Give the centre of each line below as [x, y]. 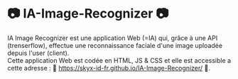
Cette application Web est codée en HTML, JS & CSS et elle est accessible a [119, 60]
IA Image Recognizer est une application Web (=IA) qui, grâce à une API [113, 38]
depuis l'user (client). [38, 53]
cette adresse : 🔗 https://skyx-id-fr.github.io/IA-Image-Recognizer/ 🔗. [109, 68]
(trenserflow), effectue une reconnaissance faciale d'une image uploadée [115, 45]
